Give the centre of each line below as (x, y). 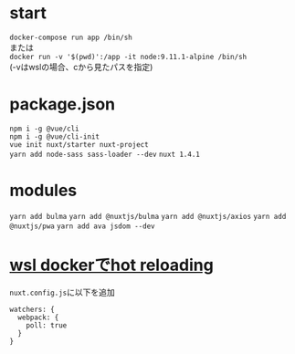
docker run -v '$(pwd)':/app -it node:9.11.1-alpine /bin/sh (128, 57)
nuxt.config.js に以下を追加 (63, 292)
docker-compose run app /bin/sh (71, 37)
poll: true (47, 325)
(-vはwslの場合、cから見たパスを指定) (81, 67)
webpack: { (38, 318)
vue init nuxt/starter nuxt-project (79, 144)
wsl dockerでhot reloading (112, 265)
